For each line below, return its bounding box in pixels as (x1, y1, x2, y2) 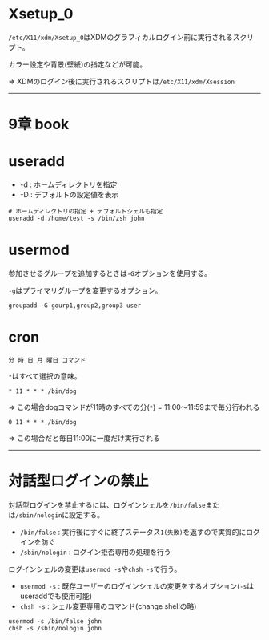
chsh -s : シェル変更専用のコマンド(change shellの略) (19, 601, 197, 610)
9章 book (8, 115, 70, 133)
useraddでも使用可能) (19, 591, 93, 601)
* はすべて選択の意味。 (8, 371, 82, 381)
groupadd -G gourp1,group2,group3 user (8, 302, 142, 310)
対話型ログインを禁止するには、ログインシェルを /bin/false (8, 500, 206, 509)
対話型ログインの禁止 (8, 472, 150, 490)
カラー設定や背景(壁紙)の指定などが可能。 (8, 59, 147, 69)
